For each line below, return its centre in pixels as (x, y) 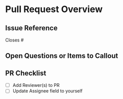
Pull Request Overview (54, 9)
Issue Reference (31, 28)
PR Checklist (26, 73)
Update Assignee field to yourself (47, 91)
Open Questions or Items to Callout (62, 56)
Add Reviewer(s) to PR (36, 85)
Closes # (14, 40)
